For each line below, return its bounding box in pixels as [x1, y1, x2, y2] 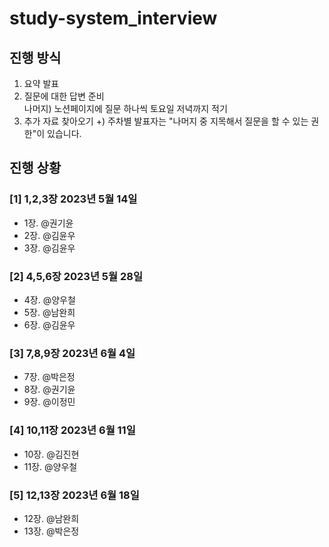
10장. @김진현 [23, 448, 80, 460]
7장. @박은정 [23, 371, 76, 383]
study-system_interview [9, 7, 218, 30]
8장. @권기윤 [23, 383, 76, 396]
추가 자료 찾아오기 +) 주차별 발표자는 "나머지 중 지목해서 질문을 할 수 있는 [23, 115, 309, 127]
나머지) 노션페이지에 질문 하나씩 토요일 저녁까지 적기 [23, 103, 228, 114]
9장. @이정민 [23, 396, 76, 408]
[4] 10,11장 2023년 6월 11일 [9, 423, 136, 437]
